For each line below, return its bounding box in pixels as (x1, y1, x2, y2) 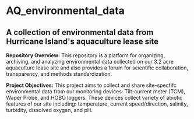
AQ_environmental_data (6, 4, 125, 17)
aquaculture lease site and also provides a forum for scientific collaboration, (6, 64, 189, 71)
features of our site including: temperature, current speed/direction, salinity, (6, 100, 188, 107)
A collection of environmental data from (6, 27, 154, 37)
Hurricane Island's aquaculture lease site (6, 36, 159, 46)
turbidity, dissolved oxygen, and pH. (6, 107, 93, 113)
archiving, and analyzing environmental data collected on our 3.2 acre (6, 58, 174, 65)
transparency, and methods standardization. (6, 71, 112, 77)
